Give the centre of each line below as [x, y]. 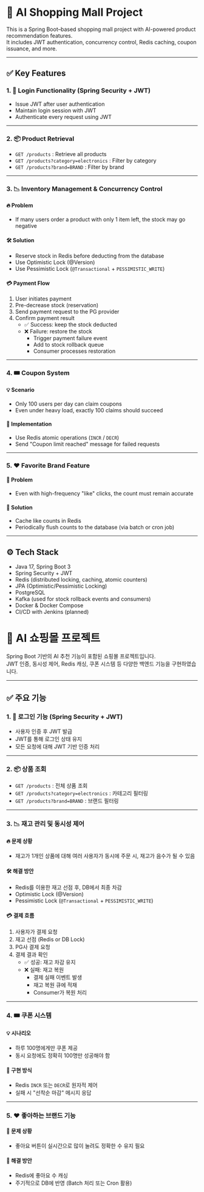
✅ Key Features [36, 73]
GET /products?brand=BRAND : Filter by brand [70, 167]
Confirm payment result [45, 318]
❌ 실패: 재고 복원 [44, 970]
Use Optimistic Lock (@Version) [55, 262]
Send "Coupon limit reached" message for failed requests [87, 444]
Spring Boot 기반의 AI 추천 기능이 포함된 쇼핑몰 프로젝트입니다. [81, 656]
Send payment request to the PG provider [67, 312]
